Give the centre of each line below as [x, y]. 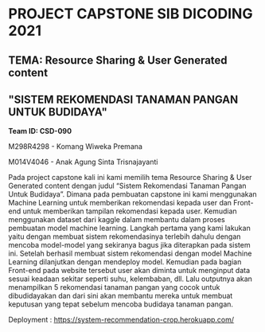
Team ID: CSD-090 [40, 131]
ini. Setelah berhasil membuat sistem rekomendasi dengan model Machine [130, 254]
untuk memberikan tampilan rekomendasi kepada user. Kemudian [130, 211]
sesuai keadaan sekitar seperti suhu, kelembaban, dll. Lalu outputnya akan [131, 279]
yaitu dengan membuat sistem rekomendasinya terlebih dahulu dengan [125, 236]
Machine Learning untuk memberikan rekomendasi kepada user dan [120, 203]
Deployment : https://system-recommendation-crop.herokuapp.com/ [121, 320]
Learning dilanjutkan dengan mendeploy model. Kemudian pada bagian [125, 262]
